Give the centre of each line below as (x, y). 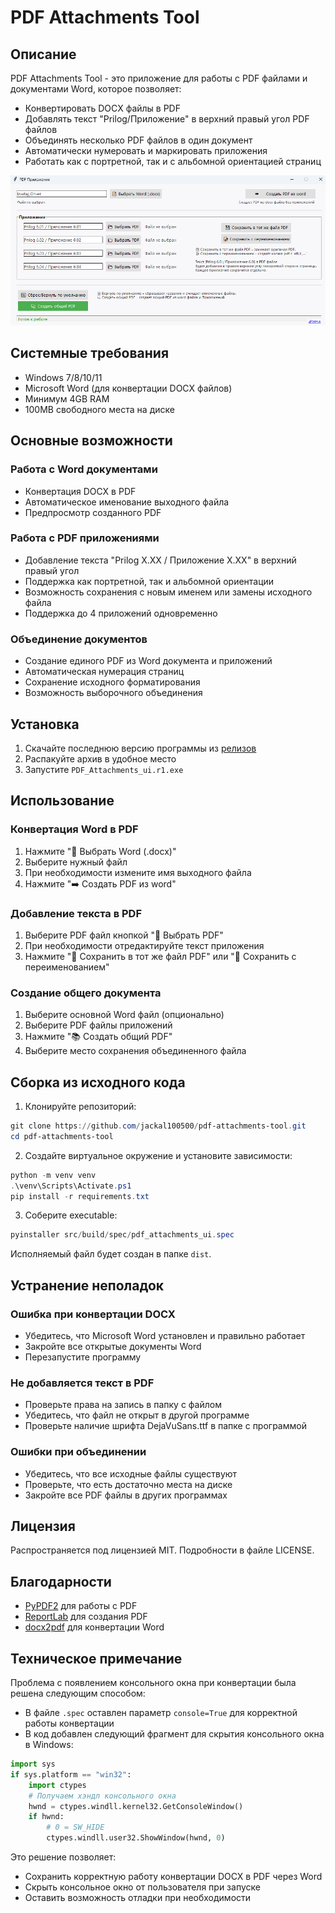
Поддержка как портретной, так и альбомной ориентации (149, 581)
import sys (33, 1764)
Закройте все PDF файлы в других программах (126, 1495)
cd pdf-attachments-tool (62, 1136)
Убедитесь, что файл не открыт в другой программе (137, 1415)
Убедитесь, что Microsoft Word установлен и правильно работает (165, 1335)
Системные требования (90, 353)
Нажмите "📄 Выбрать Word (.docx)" (100, 851)
